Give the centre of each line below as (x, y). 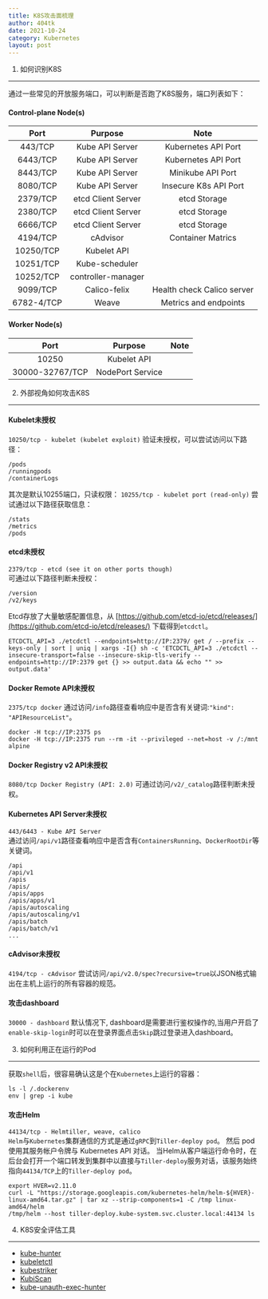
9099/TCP (37, 290)
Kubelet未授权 (32, 420)
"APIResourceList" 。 (42, 717)
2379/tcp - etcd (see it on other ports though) (91, 569)
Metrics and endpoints (203, 303)
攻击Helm (24, 1114)
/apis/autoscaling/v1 (44, 914)
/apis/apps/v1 (32, 900)
